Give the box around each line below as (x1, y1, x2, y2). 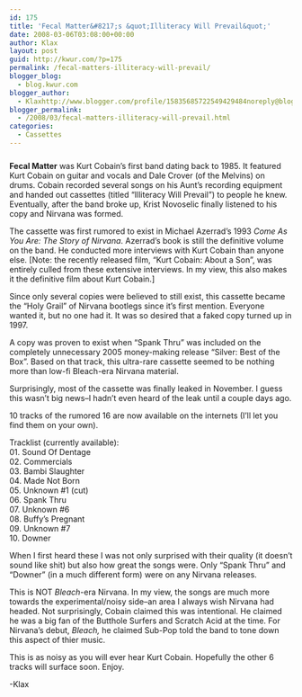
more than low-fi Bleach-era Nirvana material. (9, 365, 180, 376)
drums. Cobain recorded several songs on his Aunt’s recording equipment (9, 179, 283, 190)
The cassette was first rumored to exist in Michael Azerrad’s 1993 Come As (9, 226, 288, 237)
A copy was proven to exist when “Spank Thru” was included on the (9, 336, 262, 347)
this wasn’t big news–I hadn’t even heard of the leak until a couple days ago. (9, 392, 292, 403)
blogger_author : (9, 88, 70, 97)
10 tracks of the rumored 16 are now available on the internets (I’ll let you (9, 410, 279, 421)
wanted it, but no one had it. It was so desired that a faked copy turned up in (9, 309, 292, 320)
